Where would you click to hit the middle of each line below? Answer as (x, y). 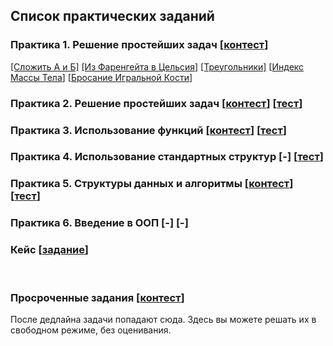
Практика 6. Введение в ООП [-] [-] (99, 223)
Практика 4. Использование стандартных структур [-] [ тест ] (167, 157)
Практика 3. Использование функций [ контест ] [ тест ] (148, 130)
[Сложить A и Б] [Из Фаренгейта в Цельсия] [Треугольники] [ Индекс (157, 66)
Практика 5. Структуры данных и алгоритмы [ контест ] (152, 184)
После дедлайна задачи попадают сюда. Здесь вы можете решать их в (163, 319)
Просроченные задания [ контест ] (97, 297)
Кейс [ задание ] (49, 250)
